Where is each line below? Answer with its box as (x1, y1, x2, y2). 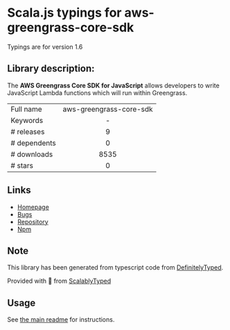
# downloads (10, 149, 53, 159)
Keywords (10, 115, 44, 125)
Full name (10, 104, 43, 114)
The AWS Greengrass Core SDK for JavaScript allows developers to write (7, 81, 220, 90)
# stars (10, 160, 33, 170)
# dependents (10, 138, 57, 147)
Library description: (7, 63, 95, 74)
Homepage (17, 203, 50, 211)
